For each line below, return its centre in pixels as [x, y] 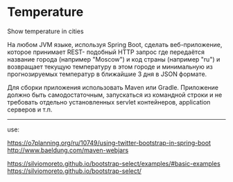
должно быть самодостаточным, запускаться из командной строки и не [115, 95]
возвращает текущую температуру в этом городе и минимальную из [110, 66]
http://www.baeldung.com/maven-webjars [68, 150]
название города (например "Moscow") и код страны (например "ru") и [114, 59]
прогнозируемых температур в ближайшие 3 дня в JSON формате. [107, 74]
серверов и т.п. [30, 109]
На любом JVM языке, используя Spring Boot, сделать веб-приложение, [115, 44]
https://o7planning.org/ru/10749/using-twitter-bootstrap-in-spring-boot [109, 143]
